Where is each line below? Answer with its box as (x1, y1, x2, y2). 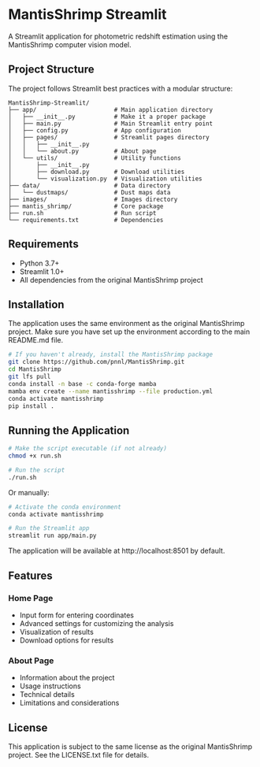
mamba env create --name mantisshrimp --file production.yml (8, 387, 214, 395)
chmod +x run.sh (8, 452, 61, 460)
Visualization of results (19, 627, 95, 636)
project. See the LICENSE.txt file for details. (8, 750, 150, 759)
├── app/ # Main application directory (8, 106, 214, 113)
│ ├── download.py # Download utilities (8, 168, 185, 176)
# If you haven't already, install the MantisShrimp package (8, 350, 214, 359)
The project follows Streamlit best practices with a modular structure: (8, 83, 233, 93)
